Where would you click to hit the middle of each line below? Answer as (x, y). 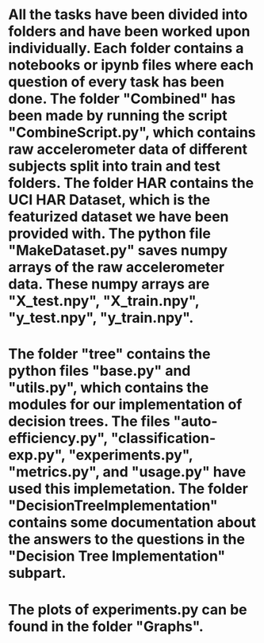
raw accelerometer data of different (128, 149)
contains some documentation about (132, 523)
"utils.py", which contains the (109, 388)
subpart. (37, 573)
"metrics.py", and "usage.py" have (127, 472)
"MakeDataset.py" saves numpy (118, 251)
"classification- (163, 438)
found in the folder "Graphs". (106, 626)
